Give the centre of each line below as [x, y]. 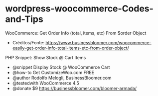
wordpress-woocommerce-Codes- [79, 9]
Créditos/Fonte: [28, 42]
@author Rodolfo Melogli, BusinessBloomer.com [62, 78]
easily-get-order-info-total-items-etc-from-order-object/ [71, 48]
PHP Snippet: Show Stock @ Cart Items [46, 57]
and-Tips [24, 19]
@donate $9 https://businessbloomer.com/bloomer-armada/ [75, 88]
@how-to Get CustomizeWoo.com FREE [53, 72]
